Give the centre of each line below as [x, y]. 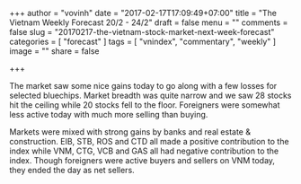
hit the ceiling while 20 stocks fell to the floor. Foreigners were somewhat [145, 105]
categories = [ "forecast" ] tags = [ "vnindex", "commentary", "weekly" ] [143, 41]
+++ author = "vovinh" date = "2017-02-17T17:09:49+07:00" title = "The [143, 13]
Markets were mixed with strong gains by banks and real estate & [130, 132]
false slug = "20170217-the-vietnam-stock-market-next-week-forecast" [142, 32]
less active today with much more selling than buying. [109, 114]
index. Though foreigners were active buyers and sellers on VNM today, [142, 160]
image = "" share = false [55, 51]
